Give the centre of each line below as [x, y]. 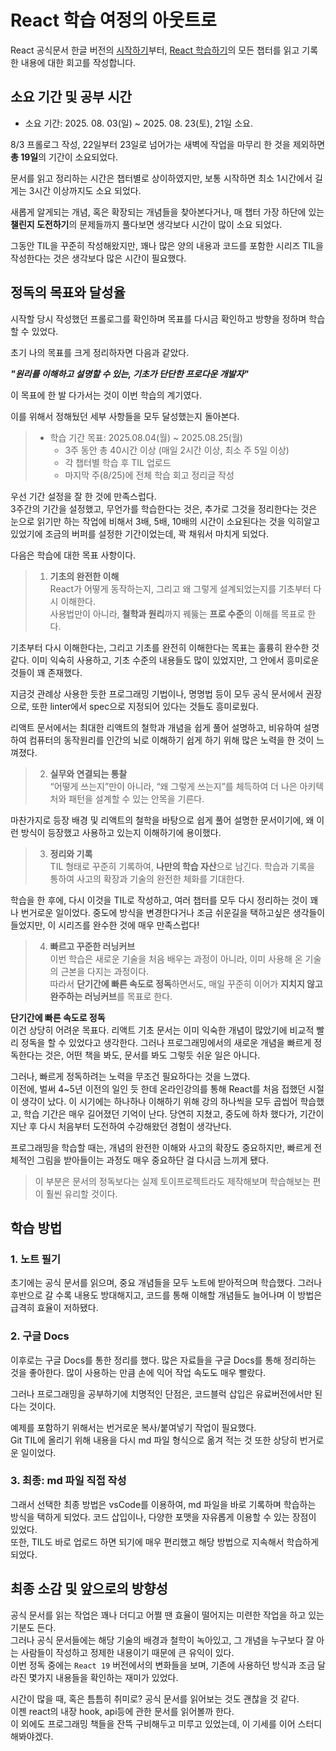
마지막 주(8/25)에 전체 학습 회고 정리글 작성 [149, 475]
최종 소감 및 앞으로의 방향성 [89, 1589]
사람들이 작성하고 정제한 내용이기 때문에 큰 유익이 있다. [127, 1652]
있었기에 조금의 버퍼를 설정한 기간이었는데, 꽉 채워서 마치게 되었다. [140, 533]
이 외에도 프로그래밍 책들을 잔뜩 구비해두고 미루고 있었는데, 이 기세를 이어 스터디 [166, 1723]
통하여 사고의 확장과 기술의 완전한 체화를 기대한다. [147, 878]
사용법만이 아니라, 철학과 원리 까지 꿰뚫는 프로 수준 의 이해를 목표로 [177, 613]
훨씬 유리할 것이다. [81, 1193]
